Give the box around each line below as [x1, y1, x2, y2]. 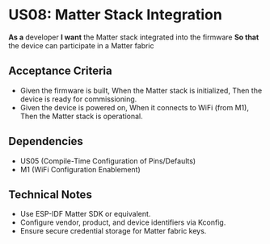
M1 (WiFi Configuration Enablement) [19, 164, 141, 174]
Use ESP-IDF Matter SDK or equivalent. [19, 209, 151, 219]
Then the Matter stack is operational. [19, 111, 143, 121]
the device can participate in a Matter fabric [8, 40, 155, 50]
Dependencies [8, 134, 83, 148]
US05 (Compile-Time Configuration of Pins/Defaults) [19, 155, 196, 166]
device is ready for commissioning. [19, 94, 137, 104]
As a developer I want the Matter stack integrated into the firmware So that [8, 32, 259, 42]
